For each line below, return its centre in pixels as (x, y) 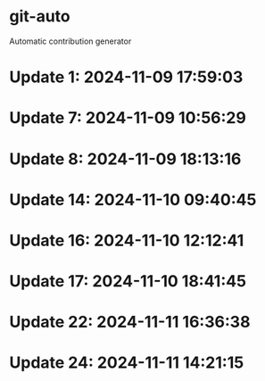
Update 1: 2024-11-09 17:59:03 (126, 77)
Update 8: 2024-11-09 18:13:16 (125, 159)
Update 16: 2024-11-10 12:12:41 (127, 240)
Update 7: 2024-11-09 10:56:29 (128, 118)
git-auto (40, 17)
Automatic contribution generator (70, 41)
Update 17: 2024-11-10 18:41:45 (128, 282)
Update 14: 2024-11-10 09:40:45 (133, 199)
